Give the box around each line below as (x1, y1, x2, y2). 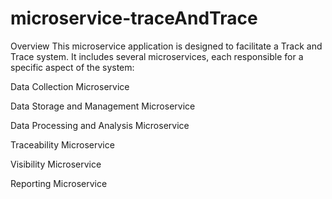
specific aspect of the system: (10, 61, 135, 73)
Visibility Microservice (10, 158, 102, 170)
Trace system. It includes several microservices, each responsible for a (10, 50, 304, 62)
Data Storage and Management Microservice (10, 100, 196, 112)
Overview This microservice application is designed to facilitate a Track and (10, 40, 323, 52)
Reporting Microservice (10, 177, 108, 189)
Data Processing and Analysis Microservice (10, 119, 190, 131)
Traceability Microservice (10, 138, 115, 151)
